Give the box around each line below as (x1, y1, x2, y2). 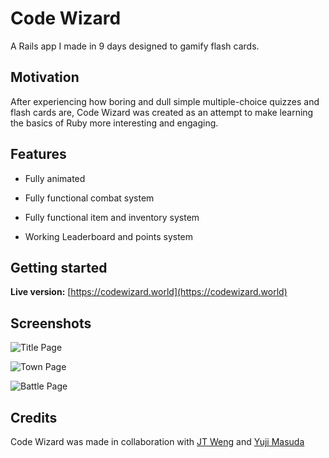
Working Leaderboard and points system (24, 230, 194, 242)
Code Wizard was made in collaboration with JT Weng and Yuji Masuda (10, 436, 305, 447)
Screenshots (10, 315, 92, 332)
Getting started (10, 259, 108, 276)
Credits (10, 409, 58, 426)
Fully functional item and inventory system (24, 211, 200, 223)
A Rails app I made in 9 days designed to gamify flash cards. (10, 40, 260, 52)
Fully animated (24, 172, 86, 184)
